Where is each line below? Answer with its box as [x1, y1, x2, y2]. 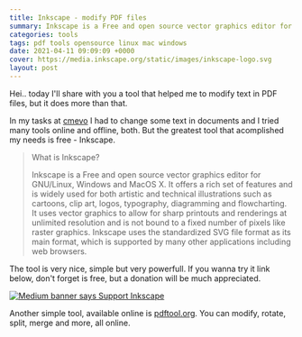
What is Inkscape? [31, 151, 100, 162]
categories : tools [9, 30, 78, 39]
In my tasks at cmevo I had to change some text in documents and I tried [9, 114, 279, 126]
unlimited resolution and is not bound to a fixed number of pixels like [31, 217, 286, 228]
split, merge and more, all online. [9, 317, 131, 328]
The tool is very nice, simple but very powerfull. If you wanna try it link [9, 263, 270, 274]
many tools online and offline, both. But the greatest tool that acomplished [9, 124, 284, 135]
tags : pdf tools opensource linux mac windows [9, 38, 188, 48]
